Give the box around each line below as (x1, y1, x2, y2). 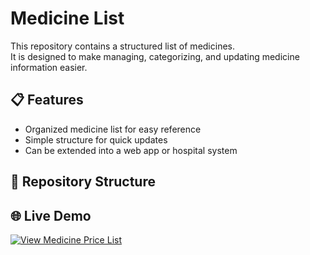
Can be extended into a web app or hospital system (24, 144, 238, 156)
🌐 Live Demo (10, 207, 92, 224)
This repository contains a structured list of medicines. (10, 40, 235, 52)
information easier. (10, 61, 88, 73)
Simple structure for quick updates (24, 133, 168, 146)
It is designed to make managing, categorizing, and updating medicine (10, 50, 300, 62)
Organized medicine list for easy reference (24, 123, 202, 135)
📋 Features (10, 92, 84, 109)
